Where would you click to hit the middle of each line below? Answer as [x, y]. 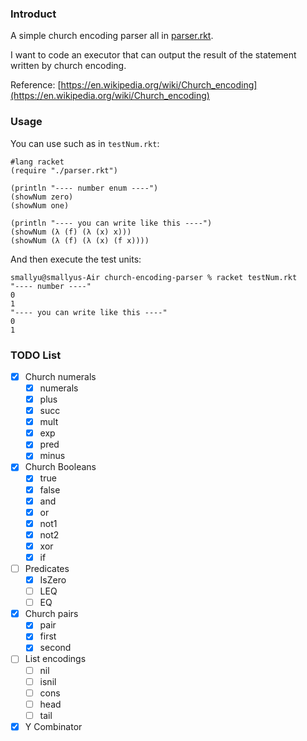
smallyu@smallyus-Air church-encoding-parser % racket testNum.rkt [154, 277]
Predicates [47, 568]
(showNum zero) [42, 197]
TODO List [36, 355]
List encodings [55, 659]
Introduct [33, 14]
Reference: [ [36, 85]
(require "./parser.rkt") [64, 170]
